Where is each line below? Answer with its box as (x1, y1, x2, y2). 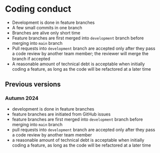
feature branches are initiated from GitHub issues (12, 111, 111, 117)
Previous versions (5, 80, 61, 89)
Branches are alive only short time (12, 30, 80, 36)
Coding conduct (5, 3, 71, 15)
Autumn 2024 (5, 95, 39, 102)
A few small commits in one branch (12, 24, 82, 30)
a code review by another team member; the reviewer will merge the (12, 50, 149, 57)
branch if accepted (12, 56, 50, 61)
